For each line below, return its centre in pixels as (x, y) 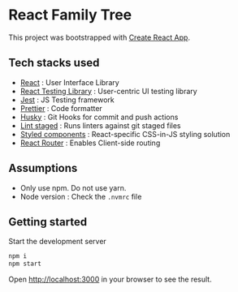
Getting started (48, 222)
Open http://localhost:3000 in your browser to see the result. (110, 279)
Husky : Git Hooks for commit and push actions (99, 117)
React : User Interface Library (69, 82)
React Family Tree (70, 15)
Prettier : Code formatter (61, 108)
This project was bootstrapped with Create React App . (100, 37)
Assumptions (43, 168)
